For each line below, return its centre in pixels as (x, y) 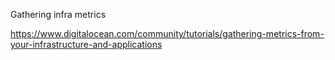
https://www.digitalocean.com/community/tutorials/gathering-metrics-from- (167, 33)
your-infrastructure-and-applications (86, 44)
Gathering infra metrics (58, 14)
